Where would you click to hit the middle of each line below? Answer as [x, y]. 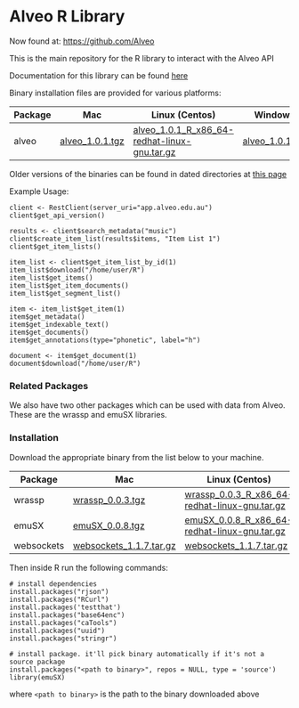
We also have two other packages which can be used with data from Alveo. [148, 405]
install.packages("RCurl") [59, 599]
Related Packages [49, 386]
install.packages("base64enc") [67, 615]
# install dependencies [53, 584]
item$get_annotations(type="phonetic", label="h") [105, 340]
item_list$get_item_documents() [69, 285]
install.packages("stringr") [63, 639]
